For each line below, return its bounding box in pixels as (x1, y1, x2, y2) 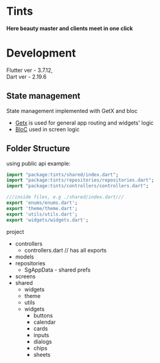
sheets (33, 351, 51, 358)
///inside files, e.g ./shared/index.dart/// (6, 194, 124, 200)
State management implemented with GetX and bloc (6, 107, 138, 114)
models (15, 253, 34, 260)
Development (6, 46, 76, 60)
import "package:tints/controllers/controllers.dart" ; (6, 183, 149, 189)
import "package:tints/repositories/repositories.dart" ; (6, 177, 155, 184)
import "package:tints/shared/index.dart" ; (6, 171, 119, 178)
